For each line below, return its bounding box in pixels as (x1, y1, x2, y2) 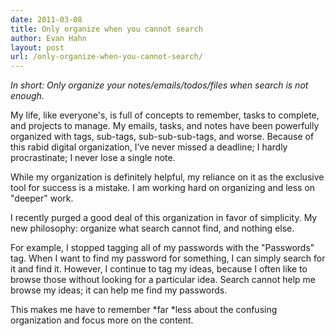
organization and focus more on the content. (10, 314, 194, 326)
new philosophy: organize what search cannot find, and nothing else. (10, 222, 295, 235)
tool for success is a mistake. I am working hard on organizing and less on (10, 182, 316, 194)
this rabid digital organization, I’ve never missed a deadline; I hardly (10, 141, 288, 153)
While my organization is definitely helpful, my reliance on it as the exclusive (10, 171, 325, 183)
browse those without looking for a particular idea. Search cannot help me (10, 274, 317, 286)
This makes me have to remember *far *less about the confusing (10, 304, 278, 316)
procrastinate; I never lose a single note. (10, 152, 176, 164)
